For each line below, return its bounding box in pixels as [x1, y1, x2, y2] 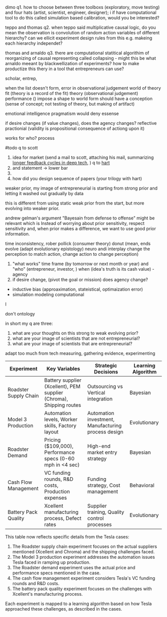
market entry [87, 449, 118, 456]
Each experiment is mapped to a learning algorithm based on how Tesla [5, 601, 152, 607]
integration [87, 396, 113, 402]
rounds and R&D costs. [12, 581, 60, 586]
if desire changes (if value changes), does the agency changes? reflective [5, 120, 157, 126]
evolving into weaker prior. [5, 206, 60, 211]
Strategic [94, 362, 117, 369]
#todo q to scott [5, 145, 38, 151]
